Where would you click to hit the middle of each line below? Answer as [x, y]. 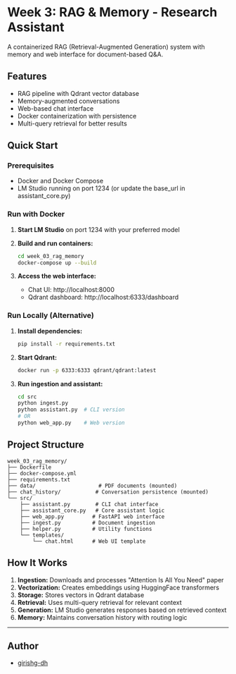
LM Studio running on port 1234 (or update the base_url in [101, 188]
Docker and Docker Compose [60, 181]
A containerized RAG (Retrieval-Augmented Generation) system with [106, 47]
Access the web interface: [57, 276]
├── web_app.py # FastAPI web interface [92, 516]
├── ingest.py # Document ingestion [88, 522]
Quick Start [33, 146]
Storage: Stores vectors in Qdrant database [81, 595]
